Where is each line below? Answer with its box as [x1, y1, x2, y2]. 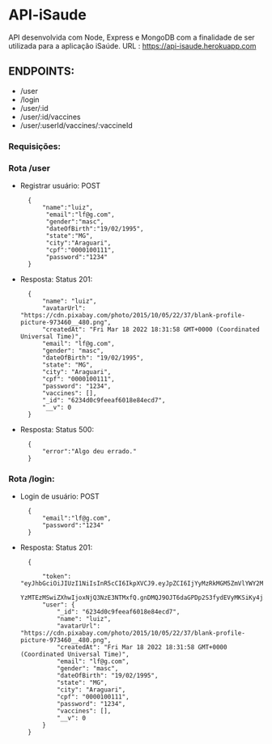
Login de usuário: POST [19, 491, 100, 501]
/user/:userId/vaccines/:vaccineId [19, 120, 134, 130]
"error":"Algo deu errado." [41, 447, 137, 455]
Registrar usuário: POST [19, 181, 101, 190]
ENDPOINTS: [8, 65, 75, 79]
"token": [41, 572, 72, 580]
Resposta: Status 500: [19, 424, 95, 434]
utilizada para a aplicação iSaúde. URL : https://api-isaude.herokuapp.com [8, 40, 257, 50]
